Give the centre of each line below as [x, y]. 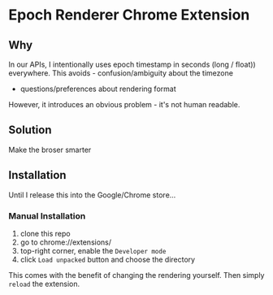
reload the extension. [44, 284]
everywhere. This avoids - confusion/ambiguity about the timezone [121, 73]
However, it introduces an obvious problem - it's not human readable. [124, 104]
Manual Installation [47, 215]
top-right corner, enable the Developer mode [93, 250]
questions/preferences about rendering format [98, 89]
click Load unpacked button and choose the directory [108, 259]
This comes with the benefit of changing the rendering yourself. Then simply [136, 275]
